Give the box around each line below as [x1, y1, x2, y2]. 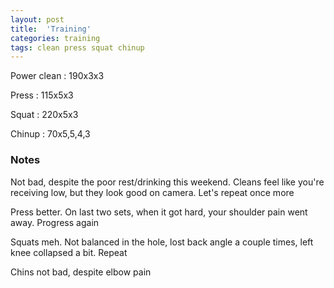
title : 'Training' [10, 24, 92, 34]
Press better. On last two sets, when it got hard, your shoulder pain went [10, 206, 308, 218]
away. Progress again [10, 216, 100, 228]
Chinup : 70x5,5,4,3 [10, 128, 91, 140]
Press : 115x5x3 [10, 89, 74, 101]
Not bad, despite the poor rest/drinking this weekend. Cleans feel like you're [10, 176, 325, 188]
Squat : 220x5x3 [10, 109, 79, 121]
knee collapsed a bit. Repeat [10, 246, 128, 258]
